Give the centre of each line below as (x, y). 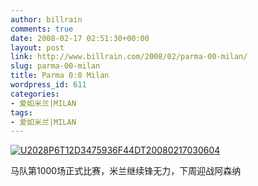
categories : (35, 94)
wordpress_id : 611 (48, 85)
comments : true (42, 29)
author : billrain (46, 19)
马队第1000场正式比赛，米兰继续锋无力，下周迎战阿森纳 (126, 171)
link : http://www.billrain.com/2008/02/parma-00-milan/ (129, 57)
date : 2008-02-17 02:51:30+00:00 (80, 38)
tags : (21, 112)
